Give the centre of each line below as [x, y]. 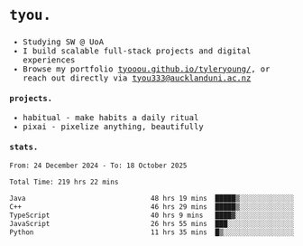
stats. [24, 147]
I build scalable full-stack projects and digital [137, 51]
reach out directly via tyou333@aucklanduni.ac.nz [137, 78]
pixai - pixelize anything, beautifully [113, 127]
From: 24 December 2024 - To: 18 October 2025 [98, 166]
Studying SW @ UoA [63, 42]
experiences [49, 60]
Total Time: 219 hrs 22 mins [64, 182]
